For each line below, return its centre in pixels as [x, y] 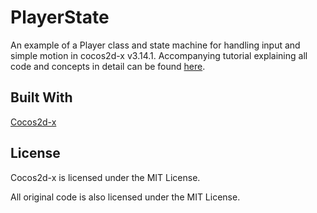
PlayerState [60, 17]
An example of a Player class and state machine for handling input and [155, 45]
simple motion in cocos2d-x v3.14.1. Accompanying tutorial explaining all [159, 55]
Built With [41, 97]
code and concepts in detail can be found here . [108, 66]
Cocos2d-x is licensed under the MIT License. [105, 177]
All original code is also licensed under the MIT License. [125, 197]
